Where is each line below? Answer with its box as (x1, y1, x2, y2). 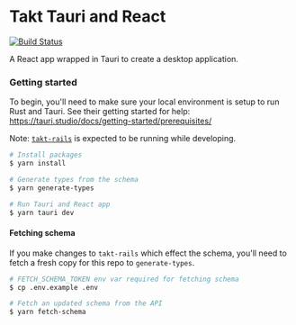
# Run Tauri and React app (9, 200, 111, 209)
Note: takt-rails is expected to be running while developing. (9, 133, 237, 144)
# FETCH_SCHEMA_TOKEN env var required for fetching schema (9, 275, 240, 284)
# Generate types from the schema (9, 175, 139, 184)
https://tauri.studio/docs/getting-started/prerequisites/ (9, 115, 212, 127)
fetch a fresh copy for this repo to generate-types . (9, 257, 195, 267)
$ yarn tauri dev (9, 208, 75, 217)
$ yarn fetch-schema (9, 308, 87, 317)
